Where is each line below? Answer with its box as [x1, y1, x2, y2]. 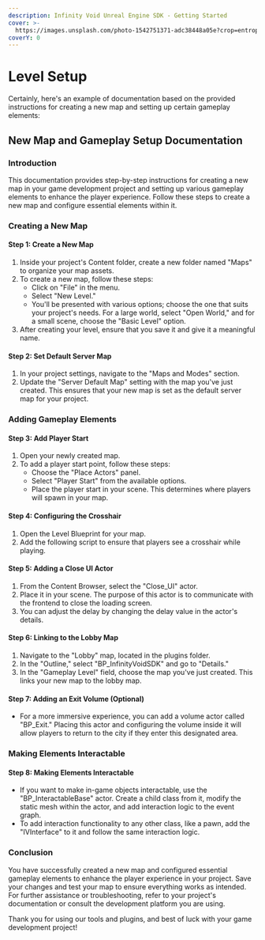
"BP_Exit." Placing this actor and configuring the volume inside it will [19, 720, 242, 730]
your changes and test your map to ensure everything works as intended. [8, 881, 247, 891]
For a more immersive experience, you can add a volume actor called [19, 711, 244, 721]
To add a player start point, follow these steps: [19, 460, 171, 469]
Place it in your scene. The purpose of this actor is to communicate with [19, 589, 254, 599]
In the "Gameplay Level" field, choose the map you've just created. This [19, 667, 253, 677]
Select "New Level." [31, 291, 96, 301]
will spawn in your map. [31, 493, 109, 502]
